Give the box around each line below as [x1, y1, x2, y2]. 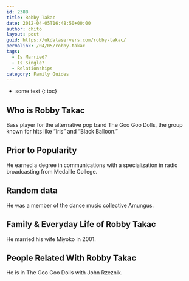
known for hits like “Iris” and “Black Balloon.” [6, 128, 119, 135]
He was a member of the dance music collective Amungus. [6, 201, 154, 209]
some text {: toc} [15, 87, 58, 95]
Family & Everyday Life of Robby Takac [6, 219, 156, 229]
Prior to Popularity [6, 145, 77, 155]
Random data [6, 186, 58, 196]
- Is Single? [12, 59, 45, 66]
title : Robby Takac [6, 15, 56, 21]
